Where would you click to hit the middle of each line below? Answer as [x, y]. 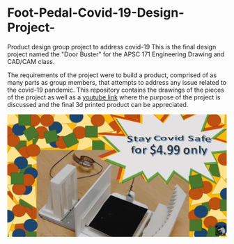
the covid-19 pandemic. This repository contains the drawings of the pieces [116, 90]
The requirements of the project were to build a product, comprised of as [112, 75]
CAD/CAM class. [31, 61]
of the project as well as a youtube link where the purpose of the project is [114, 97]
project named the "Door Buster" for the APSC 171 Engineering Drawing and [116, 54]
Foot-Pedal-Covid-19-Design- [96, 13]
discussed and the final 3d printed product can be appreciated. [98, 104]
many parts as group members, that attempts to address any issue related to [117, 82]
